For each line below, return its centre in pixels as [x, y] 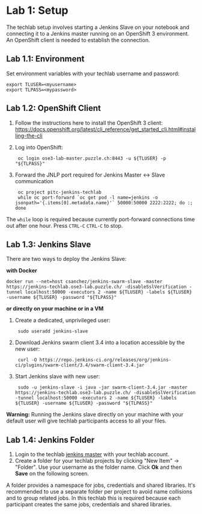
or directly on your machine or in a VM [55, 309]
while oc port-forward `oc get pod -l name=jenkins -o [88, 197]
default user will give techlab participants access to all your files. [87, 421]
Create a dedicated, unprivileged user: [63, 321]
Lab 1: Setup [37, 11]
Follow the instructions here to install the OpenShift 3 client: [89, 123]
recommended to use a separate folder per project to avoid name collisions [99, 492]
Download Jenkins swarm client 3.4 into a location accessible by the [100, 343]
